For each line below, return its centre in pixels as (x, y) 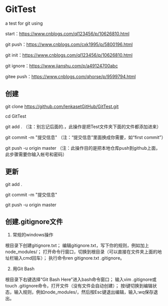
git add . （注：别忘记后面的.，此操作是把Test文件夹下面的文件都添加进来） (83, 127)
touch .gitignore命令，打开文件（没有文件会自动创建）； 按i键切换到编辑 (79, 286)
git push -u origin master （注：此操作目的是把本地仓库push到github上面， (83, 148)
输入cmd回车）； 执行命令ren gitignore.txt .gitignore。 (69, 258)
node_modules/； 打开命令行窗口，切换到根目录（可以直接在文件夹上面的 (81, 252)
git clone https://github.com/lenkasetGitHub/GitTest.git (62, 106)
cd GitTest (16, 116)
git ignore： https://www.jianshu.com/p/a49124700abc (62, 66)
